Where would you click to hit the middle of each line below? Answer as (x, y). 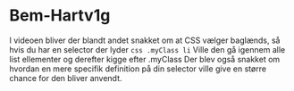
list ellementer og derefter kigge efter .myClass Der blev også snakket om (145, 59)
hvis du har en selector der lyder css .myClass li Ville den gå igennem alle (147, 49)
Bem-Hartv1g (60, 16)
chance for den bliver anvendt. (66, 78)
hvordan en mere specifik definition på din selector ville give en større (138, 69)
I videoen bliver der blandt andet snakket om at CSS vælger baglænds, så (145, 40)
